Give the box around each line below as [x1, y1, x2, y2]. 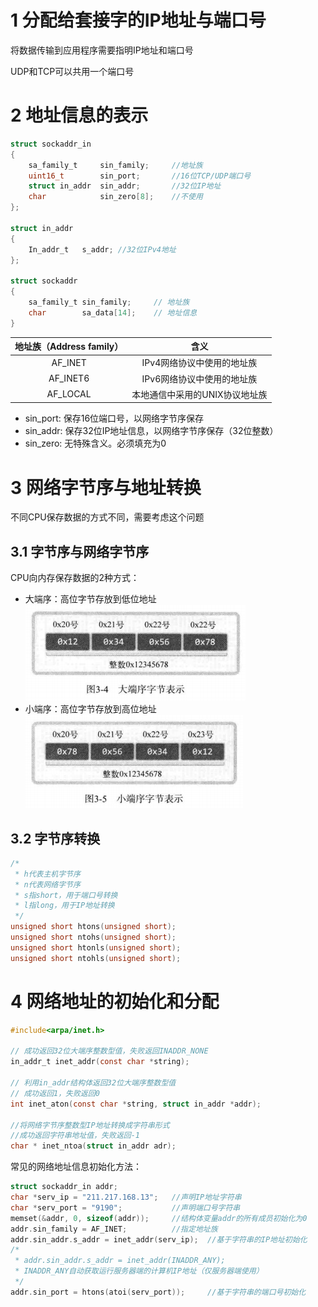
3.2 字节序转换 [10, 830, 101, 847]
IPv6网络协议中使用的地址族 [141, 372, 258, 385]
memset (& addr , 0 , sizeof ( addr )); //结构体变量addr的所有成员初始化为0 [10, 1213, 308, 1223]
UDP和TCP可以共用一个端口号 [10, 65, 135, 77]
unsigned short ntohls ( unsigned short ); [10, 953, 182, 963]
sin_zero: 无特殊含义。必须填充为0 [24, 437, 167, 450]
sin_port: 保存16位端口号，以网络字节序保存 [24, 412, 205, 425]
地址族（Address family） [14, 341, 124, 353]
